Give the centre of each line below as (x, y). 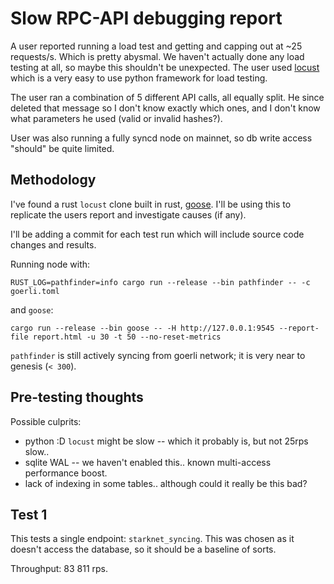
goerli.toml (35, 291)
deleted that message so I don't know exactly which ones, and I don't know (165, 108)
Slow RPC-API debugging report (146, 18)
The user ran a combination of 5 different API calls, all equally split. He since (167, 97)
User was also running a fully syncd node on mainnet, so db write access (161, 138)
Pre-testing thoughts (77, 397)
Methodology (53, 180)
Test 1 (29, 514)
